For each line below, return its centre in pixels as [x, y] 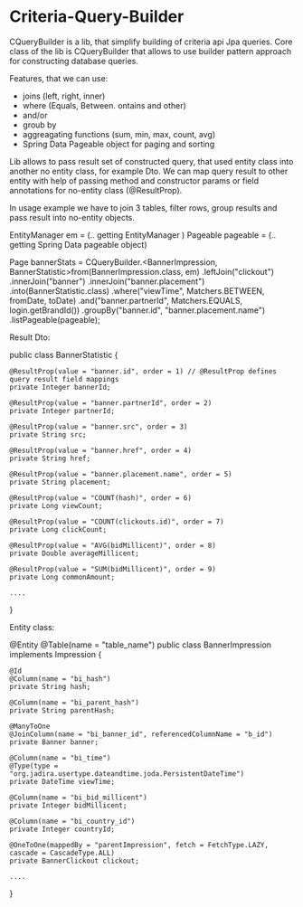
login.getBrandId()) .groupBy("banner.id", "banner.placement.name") [137, 310]
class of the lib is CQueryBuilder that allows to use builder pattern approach [151, 51]
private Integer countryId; [62, 829]
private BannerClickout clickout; [75, 861]
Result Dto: [30, 337]
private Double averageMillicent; [75, 553]
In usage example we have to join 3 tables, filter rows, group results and [143, 208]
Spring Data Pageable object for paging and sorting [118, 144]
